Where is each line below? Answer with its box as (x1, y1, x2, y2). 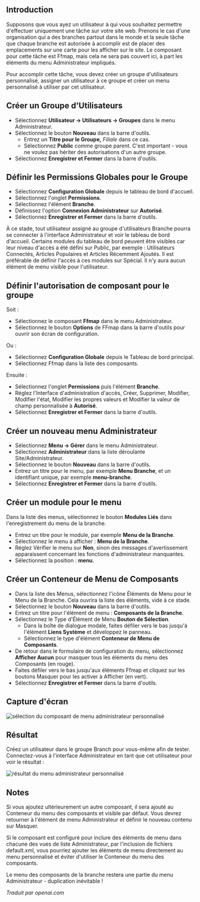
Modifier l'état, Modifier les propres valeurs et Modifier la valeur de (14, 396, 180, 403)
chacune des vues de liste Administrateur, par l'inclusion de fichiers (6, 840, 173, 847)
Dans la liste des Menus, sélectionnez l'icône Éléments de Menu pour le (14, 590, 192, 597)
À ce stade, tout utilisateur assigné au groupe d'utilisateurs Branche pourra (6, 225, 191, 233)
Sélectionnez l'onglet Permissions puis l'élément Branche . (14, 383, 160, 390)
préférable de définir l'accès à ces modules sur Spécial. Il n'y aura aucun (6, 257, 186, 264)
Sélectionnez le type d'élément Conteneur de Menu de (23, 635, 160, 642)
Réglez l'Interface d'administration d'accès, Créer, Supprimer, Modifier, (14, 390, 190, 397)
